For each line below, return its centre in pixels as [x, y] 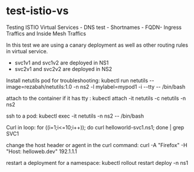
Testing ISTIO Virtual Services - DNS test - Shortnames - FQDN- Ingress [94, 27]
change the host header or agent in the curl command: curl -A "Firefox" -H [97, 145]
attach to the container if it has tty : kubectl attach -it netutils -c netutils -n [96, 98]
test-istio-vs [37, 11]
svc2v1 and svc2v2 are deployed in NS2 [63, 69]
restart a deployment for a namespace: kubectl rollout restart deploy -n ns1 [97, 163]
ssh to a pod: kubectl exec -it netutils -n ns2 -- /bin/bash [75, 116]
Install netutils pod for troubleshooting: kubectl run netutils [77, 80]
